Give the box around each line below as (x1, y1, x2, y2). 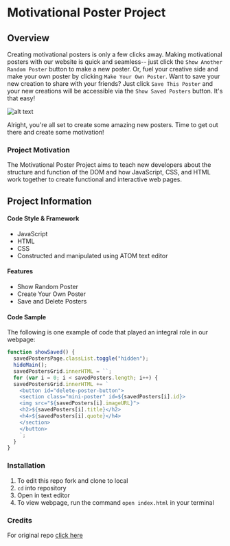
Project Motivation (7, 145, 71, 155)
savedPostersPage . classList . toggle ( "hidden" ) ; (13, 355, 149, 362)
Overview (7, 32, 50, 44)
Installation (7, 461, 46, 470)
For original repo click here (7, 531, 84, 539)
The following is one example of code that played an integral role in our (7, 328, 208, 337)
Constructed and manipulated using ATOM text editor (16, 251, 168, 260)
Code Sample (7, 312, 47, 321)
